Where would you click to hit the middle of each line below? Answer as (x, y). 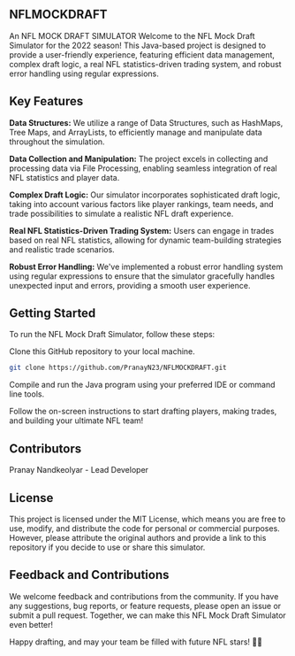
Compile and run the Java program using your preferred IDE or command (142, 385)
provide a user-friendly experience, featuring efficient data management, (142, 54)
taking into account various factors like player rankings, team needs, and (141, 204)
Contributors (45, 448)
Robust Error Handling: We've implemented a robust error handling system (146, 266)
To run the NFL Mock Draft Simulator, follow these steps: (112, 335)
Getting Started (53, 313)
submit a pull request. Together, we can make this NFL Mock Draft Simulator (148, 615)
